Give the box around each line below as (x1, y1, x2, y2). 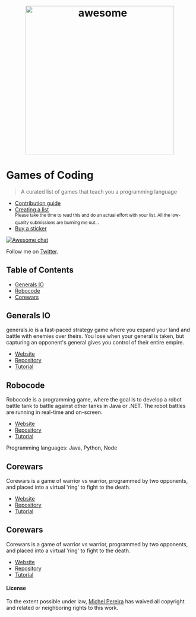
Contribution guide (14, 200, 61, 207)
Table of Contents (6, 265, 74, 275)
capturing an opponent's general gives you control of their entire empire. (6, 339, 185, 346)
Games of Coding (6, 169, 94, 182)
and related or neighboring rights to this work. (6, 605, 119, 612)
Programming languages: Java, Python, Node (6, 444, 118, 451)
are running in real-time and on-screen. (6, 409, 103, 416)
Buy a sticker (14, 224, 47, 232)
